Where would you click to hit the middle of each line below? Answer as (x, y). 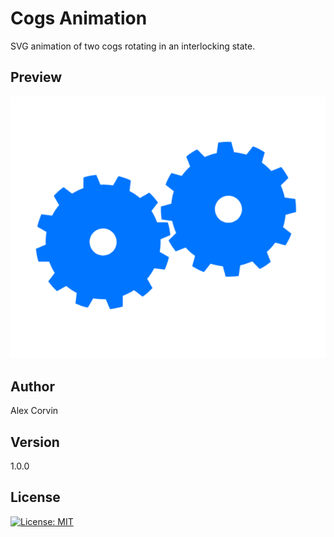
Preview (36, 77)
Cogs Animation (79, 18)
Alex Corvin (34, 411)
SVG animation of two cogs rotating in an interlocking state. (133, 46)
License (35, 497)
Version (35, 442)
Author (32, 386)
